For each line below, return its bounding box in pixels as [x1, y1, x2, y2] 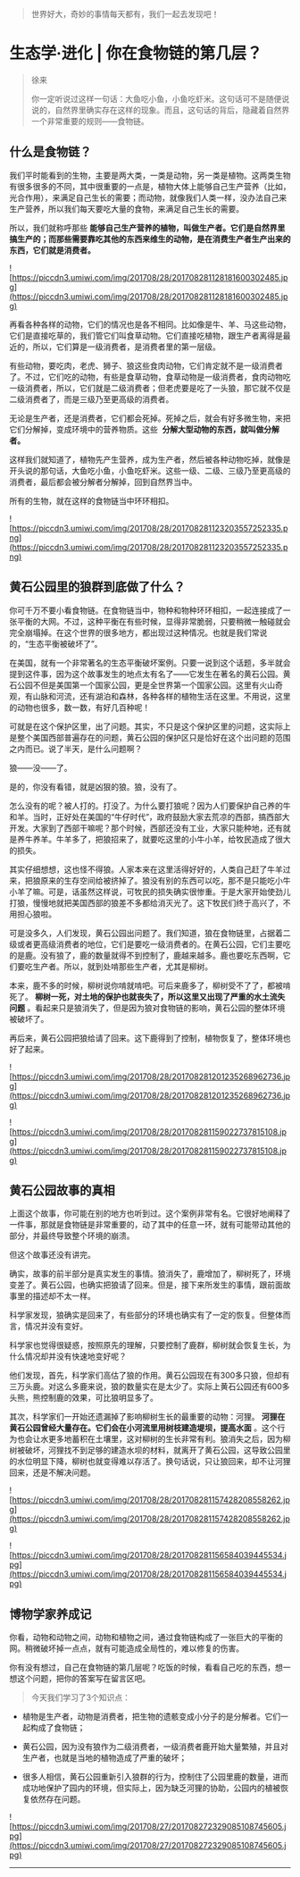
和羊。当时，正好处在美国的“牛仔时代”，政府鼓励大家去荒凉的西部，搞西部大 [9, 811, 290, 822]
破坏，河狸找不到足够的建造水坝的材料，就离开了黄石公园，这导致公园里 [24, 1445, 291, 1455]
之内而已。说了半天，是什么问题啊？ [9, 743, 143, 754]
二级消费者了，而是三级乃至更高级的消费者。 [9, 393, 174, 405]
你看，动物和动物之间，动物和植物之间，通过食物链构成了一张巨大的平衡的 [9, 1632, 283, 1643]
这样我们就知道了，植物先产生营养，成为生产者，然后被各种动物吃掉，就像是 [9, 454, 291, 465]
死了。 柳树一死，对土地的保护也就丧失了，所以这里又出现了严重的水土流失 [9, 991, 286, 1001]
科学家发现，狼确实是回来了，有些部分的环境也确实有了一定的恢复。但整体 [9, 1310, 283, 1320]
